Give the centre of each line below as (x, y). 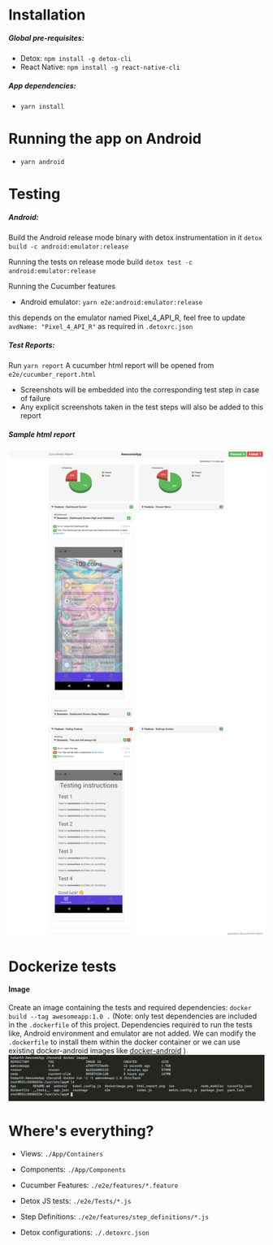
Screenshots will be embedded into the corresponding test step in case (140, 390)
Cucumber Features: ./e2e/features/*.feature (99, 1185)
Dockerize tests (63, 966)
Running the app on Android (105, 139)
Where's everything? (81, 1131)
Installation (47, 15)
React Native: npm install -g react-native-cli (100, 67)
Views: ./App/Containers (62, 1153)
